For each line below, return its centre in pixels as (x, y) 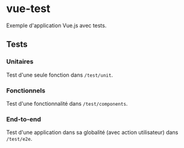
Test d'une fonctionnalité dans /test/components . (67, 103)
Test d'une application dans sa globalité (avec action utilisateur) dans (92, 132)
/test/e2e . (19, 139)
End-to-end (24, 119)
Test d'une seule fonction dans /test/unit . (60, 75)
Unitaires (20, 62)
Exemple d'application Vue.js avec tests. (56, 25)
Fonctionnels (26, 91)
